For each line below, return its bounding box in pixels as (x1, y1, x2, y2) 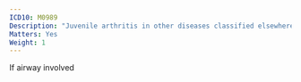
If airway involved (9, 62, 74, 73)
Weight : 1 (9, 37, 47, 47)
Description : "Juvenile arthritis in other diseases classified (9, 21, 254, 30)
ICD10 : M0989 (9, 12, 58, 22)
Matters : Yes (9, 29, 58, 38)
